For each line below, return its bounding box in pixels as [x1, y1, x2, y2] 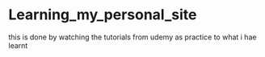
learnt [8, 40, 28, 50]
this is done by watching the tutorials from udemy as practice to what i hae [8, 32, 257, 42]
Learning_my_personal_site [8, 6, 197, 24]
